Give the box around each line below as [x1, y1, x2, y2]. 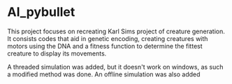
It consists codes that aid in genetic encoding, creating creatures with [7, 34, 208, 42]
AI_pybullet [7, 4, 75, 20]
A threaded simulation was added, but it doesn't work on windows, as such [7, 62, 224, 71]
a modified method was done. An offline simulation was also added [7, 70, 201, 78]
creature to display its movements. [7, 49, 107, 58]
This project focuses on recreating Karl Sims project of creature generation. [7, 27, 226, 35]
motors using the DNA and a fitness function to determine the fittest [7, 42, 203, 50]
